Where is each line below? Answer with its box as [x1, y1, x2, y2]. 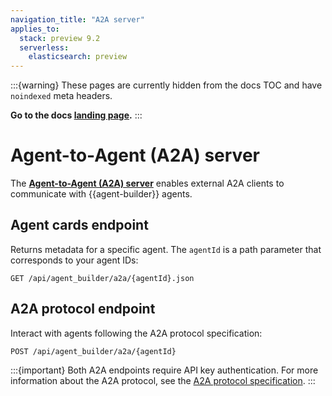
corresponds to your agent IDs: [10, 254, 139, 266]
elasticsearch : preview [28, 52, 128, 62]
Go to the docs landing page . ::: [10, 109, 143, 121]
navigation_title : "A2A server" [10, 14, 145, 25]
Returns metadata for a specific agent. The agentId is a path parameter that [10, 243, 322, 255]
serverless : [19, 42, 70, 53]
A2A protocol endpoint [10, 301, 156, 318]
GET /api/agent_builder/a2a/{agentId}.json [10, 273, 195, 283]
